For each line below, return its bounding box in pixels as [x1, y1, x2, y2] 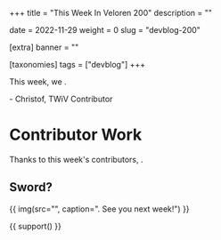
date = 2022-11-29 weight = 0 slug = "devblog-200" [9, 25, 201, 35]
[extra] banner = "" [9, 42, 79, 52]
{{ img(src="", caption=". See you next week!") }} [9, 204, 190, 214]
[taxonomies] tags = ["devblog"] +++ [9, 60, 145, 69]
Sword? [9, 180, 53, 195]
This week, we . [9, 76, 67, 87]
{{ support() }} [9, 220, 62, 231]
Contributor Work [9, 124, 143, 145]
